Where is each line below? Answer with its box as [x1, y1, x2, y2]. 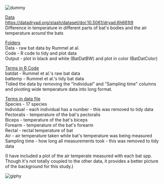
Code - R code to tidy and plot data [5, 50, 77, 56]
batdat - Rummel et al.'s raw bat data [5, 70, 81, 76]
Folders [5, 40, 21, 46]
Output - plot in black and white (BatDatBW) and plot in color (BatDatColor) [5, 56, 158, 61]
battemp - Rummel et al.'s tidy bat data [5, 76, 84, 81]
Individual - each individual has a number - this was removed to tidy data [5, 107, 154, 112]
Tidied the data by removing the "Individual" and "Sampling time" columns [5, 81, 157, 87]
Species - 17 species [5, 101, 47, 107]
